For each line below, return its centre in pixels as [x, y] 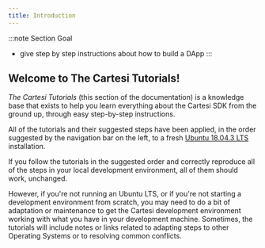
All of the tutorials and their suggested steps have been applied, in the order [132, 130]
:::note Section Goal [40, 38]
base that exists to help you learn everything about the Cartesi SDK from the [132, 106]
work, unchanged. [38, 178]
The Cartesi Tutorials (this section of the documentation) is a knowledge [126, 97]
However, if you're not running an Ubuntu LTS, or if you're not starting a [125, 194]
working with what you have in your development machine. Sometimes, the [131, 219]
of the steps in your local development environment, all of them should [123, 170]
